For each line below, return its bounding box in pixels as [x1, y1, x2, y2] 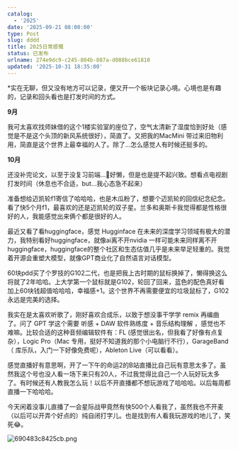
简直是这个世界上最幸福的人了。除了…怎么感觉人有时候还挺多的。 [19, 140, 212, 149]
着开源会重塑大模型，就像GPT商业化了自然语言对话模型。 [7, 253, 176, 262]
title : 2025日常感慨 [7, 43, 64, 50]
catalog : [7, 10, 33, 18]
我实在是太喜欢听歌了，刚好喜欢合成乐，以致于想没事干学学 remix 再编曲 [7, 310, 220, 319]
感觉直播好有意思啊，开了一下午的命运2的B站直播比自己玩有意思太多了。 [7, 361, 220, 369]
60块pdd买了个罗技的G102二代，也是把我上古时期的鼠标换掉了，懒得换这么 [7, 269, 228, 277]
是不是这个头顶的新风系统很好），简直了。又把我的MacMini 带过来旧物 [13, 131, 217, 140]
